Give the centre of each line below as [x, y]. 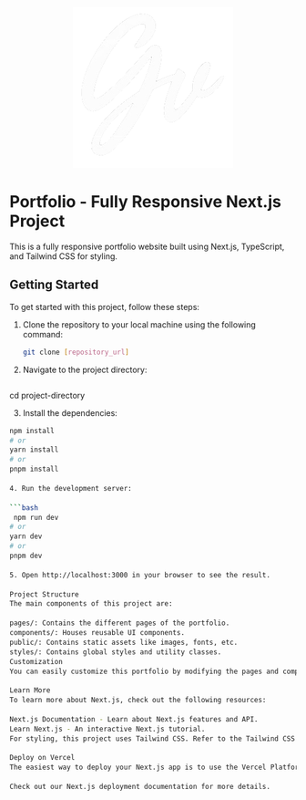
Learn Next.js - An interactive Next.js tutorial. [107, 729]
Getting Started [54, 285]
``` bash [24, 508]
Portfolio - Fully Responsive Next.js [146, 202]
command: [43, 334]
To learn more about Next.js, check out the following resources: [138, 701]
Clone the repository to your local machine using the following [139, 324]
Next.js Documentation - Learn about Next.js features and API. [134, 719]
